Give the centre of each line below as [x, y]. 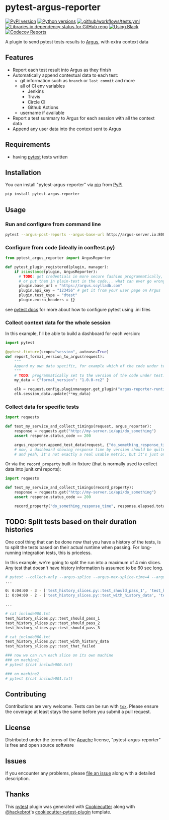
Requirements [28, 145]
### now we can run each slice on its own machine [59, 655]
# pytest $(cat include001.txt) [39, 678]
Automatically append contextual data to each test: [65, 75]
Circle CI [36, 102]
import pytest [20, 343]
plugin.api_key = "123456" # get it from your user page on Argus [90, 291]
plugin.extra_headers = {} [47, 300]
